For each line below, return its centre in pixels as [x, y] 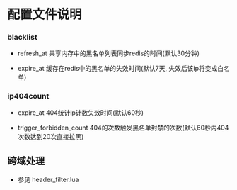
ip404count [28, 96]
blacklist [22, 38]
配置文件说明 [45, 15]
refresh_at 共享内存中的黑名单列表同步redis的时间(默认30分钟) [109, 53]
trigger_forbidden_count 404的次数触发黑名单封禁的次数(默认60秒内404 [123, 128]
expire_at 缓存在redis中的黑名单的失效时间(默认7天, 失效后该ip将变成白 [121, 69]
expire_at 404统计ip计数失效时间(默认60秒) [80, 112]
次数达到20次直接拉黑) [51, 136]
